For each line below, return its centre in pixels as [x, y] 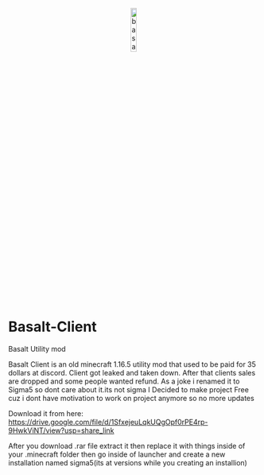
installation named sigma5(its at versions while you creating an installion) [128, 462]
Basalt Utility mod [37, 348]
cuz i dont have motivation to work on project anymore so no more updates [131, 398]
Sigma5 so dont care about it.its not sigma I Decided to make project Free [128, 389]
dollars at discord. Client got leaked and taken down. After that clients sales [132, 372]
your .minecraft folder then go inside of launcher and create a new [117, 454]
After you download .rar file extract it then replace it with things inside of [127, 446]
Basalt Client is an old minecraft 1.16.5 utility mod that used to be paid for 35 [132, 364]
